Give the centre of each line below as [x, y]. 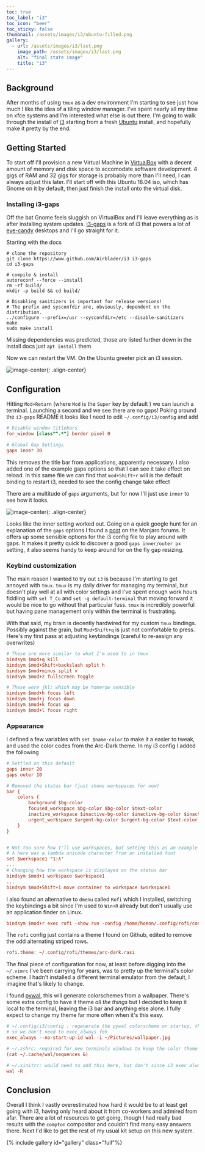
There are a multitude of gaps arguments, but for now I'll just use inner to [98, 493]
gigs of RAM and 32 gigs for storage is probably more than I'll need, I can [99, 175]
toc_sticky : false [30, 29]
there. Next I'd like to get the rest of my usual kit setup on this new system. [100, 1131]
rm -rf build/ [24, 286]
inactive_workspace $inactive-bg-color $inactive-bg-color [105, 814]
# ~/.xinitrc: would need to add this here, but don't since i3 [90, 1065]
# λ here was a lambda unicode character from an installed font [91, 853]
